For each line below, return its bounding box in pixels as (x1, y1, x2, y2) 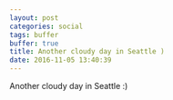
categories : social (9, 22, 84, 31)
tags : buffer (9, 30, 59, 39)
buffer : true (9, 38, 59, 48)
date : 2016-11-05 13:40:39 (9, 55, 112, 65)
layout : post (9, 13, 59, 23)
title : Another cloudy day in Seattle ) (9, 47, 166, 56)
